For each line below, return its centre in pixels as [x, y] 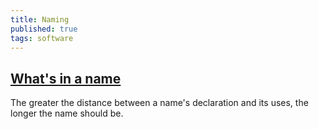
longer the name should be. [67, 113]
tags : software [42, 38]
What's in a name [66, 78]
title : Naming [40, 19]
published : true [44, 29]
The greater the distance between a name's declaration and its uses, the [159, 103]
